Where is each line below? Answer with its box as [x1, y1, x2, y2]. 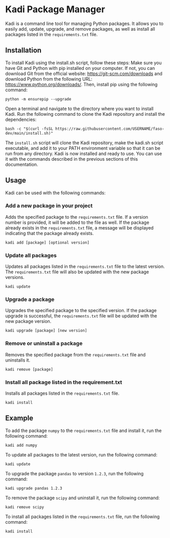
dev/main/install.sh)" [5, 131, 53, 136]
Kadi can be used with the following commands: [5, 190, 106, 196]
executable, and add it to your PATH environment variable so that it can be [5, 145, 161, 151]
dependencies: [5, 116, 37, 122]
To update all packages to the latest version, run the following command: [5, 451, 157, 457]
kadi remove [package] [5, 367, 53, 372]
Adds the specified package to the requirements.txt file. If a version [5, 214, 149, 220]
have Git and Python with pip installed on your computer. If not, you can [5, 65, 155, 71]
